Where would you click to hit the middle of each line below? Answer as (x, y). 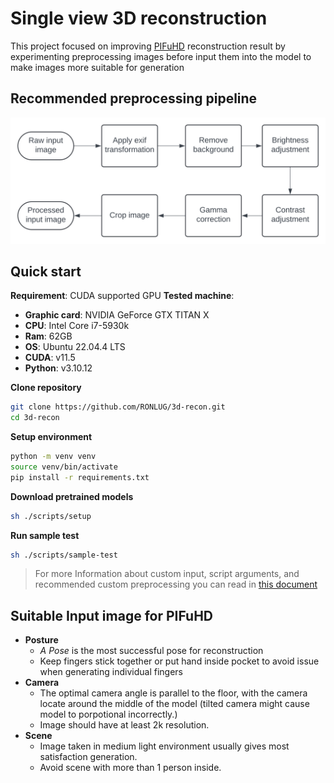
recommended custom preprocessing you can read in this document (176, 584)
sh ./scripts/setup (51, 516)
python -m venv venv (53, 457)
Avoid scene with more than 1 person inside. (130, 768)
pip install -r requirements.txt (80, 477)
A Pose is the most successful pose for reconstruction (151, 651)
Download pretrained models (72, 496)
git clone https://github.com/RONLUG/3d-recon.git (118, 407)
